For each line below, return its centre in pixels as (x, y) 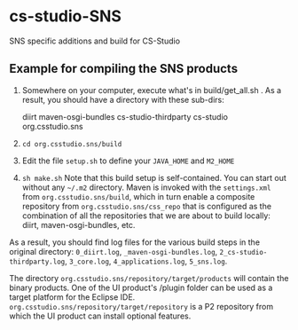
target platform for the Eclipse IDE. (72, 297)
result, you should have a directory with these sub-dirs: (123, 99)
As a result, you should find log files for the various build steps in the (134, 242)
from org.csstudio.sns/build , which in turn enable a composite (138, 196)
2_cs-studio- (243, 252)
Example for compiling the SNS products (123, 69)
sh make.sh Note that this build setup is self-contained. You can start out (154, 177)
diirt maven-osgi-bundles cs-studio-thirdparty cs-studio (125, 116)
